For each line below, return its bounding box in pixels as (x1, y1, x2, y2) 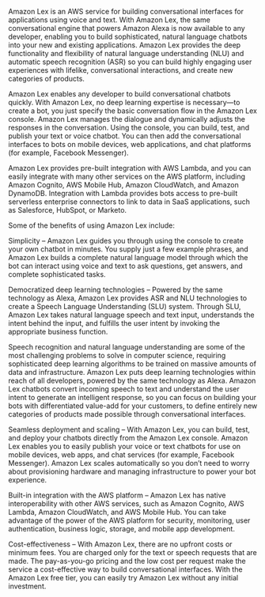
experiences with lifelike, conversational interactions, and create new (8, 66, 233, 74)
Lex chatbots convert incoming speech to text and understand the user (8, 384, 240, 394)
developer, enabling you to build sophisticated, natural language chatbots (8, 32, 248, 41)
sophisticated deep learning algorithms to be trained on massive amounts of (8, 359, 257, 368)
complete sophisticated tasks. (8, 270, 106, 279)
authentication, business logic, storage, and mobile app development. (8, 524, 236, 533)
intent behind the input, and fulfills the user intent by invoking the (8, 319, 220, 327)
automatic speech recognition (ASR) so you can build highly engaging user (8, 57, 252, 66)
